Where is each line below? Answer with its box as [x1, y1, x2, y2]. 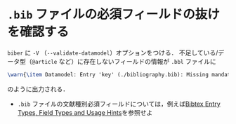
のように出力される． [7, 85, 69, 93]
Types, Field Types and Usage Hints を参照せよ [17, 108, 153, 116]
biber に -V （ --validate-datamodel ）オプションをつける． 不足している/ [7, 48, 218, 57]
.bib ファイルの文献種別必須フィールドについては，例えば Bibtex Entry [17, 99, 221, 108]
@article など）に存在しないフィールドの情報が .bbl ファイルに [32, 57, 216, 65]
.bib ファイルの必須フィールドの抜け [7, 6, 220, 22]
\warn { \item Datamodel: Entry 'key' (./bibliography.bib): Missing [7, 71, 209, 78]
